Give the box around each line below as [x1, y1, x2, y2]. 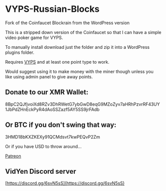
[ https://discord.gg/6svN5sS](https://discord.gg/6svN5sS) [5, 180, 125, 186]
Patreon [5, 153, 21, 159]
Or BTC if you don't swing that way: [5, 121, 116, 129]
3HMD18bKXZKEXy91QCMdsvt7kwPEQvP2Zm [5, 134, 100, 140]
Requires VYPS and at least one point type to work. [5, 59, 110, 65]
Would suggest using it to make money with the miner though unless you [5, 68, 154, 75]
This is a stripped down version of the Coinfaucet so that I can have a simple [5, 29, 162, 35]
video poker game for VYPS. [5, 35, 63, 40]
